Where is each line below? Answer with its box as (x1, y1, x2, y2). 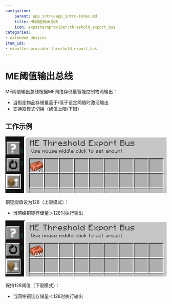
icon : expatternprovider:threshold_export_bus (14, 25, 116, 30)
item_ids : (5, 41, 27, 46)
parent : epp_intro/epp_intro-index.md (14, 13, 97, 19)
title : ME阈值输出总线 (14, 19, 58, 24)
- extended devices (5, 35, 47, 40)
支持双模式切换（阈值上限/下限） (12, 106, 82, 112)
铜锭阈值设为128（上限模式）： (5, 199, 69, 205)
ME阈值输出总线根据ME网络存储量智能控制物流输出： (5, 88, 118, 94)
